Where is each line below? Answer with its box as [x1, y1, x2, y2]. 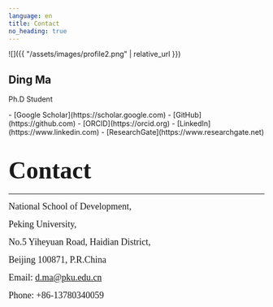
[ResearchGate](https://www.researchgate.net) [106, 128, 265, 137]
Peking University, [8, 218, 77, 230]
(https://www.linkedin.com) [8, 128, 100, 137]
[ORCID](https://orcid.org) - [82, 119, 176, 128]
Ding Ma [8, 72, 51, 86]
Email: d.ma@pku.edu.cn [8, 272, 102, 283]
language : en [8, 11, 53, 20]
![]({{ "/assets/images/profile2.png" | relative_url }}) [8, 50, 181, 59]
